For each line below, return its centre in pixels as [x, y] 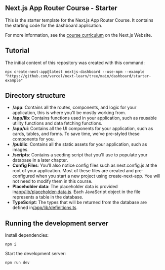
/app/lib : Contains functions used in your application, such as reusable [84, 118]
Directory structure [35, 96]
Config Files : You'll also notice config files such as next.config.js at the [84, 165]
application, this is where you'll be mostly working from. [69, 113]
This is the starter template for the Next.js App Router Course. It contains [79, 20]
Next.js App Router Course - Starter [61, 8]
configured [23, 176]
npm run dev [17, 263]
